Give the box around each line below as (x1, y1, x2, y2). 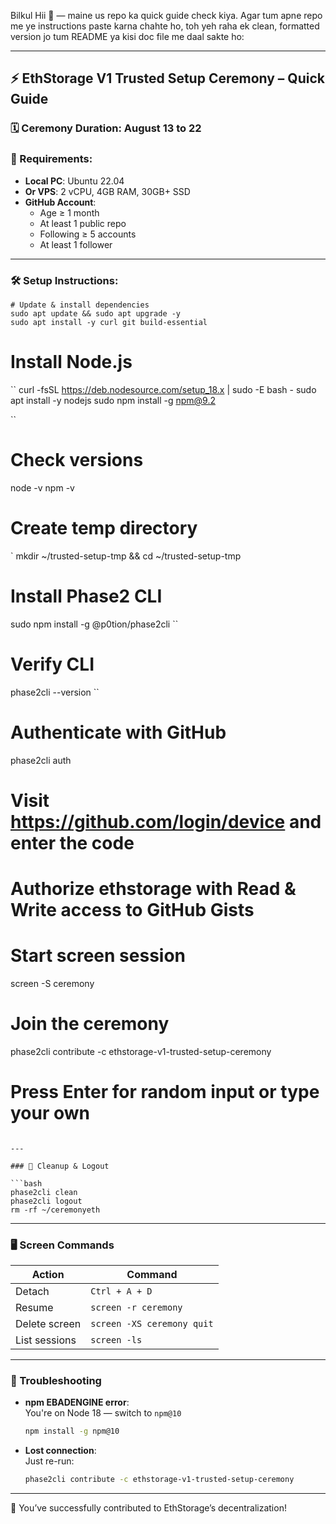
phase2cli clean (10, 1187, 78, 1197)
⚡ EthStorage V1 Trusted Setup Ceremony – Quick (10, 70, 325, 87)
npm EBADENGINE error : (24, 1396, 130, 1409)
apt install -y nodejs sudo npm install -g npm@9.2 (10, 394, 216, 406)
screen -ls (90, 1335, 143, 1346)
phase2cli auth (10, 754, 72, 766)
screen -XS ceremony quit (90, 1318, 214, 1330)
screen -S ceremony (10, 977, 95, 989)
